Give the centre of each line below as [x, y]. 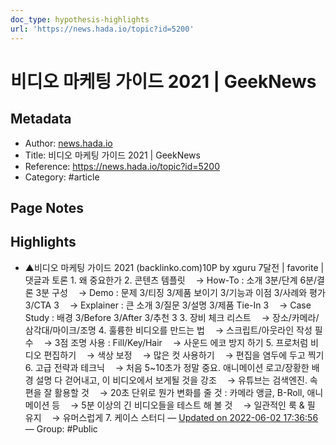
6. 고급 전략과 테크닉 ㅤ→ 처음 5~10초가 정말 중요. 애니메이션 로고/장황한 [167, 367]
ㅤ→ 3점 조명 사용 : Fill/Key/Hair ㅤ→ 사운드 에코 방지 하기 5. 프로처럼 [172, 342]
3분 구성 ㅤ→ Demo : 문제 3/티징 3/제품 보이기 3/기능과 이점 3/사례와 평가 [180, 292]
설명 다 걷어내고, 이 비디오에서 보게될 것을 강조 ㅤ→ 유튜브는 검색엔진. [171, 380]
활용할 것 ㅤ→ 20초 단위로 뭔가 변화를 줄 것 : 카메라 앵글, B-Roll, [179, 392]
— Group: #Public [61, 428]
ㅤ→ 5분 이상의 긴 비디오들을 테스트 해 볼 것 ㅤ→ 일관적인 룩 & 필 [189, 405]
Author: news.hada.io [68, 143]
